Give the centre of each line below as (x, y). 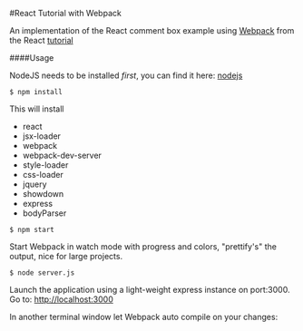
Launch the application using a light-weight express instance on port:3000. (150, 290)
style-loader (45, 165)
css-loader (43, 175)
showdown (43, 194)
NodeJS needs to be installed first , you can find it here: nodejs (126, 75)
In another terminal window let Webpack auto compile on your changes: (144, 317)
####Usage (32, 58)
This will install (37, 109)
